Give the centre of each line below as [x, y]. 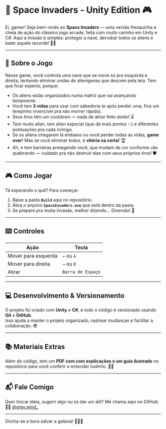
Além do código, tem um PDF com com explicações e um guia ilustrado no [82, 361]
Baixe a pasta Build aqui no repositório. [52, 200]
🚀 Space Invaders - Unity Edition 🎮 [79, 10]
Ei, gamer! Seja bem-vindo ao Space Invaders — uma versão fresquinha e [81, 27]
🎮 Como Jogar [29, 176]
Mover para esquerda [33, 256]
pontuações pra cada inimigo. [42, 129]
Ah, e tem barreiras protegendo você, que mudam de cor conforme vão [85, 147]
